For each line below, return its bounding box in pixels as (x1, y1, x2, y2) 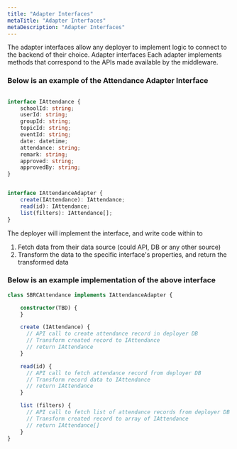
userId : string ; (20, 111, 69, 118)
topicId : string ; (20, 125, 72, 132)
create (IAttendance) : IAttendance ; (20, 196, 126, 204)
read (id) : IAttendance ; (20, 203, 91, 210)
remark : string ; (20, 150, 69, 158)
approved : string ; (20, 157, 75, 165)
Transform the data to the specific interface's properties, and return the (17, 250, 227, 259)
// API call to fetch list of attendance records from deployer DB (26, 409, 231, 416)
